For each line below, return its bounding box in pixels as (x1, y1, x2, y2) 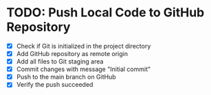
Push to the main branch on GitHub (16, 73, 116, 81)
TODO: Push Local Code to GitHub (6, 5, 205, 21)
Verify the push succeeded (16, 81, 93, 89)
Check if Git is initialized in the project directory (16, 42, 151, 50)
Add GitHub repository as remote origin (16, 50, 129, 57)
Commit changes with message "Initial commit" (16, 65, 151, 73)
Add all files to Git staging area (16, 57, 104, 66)
